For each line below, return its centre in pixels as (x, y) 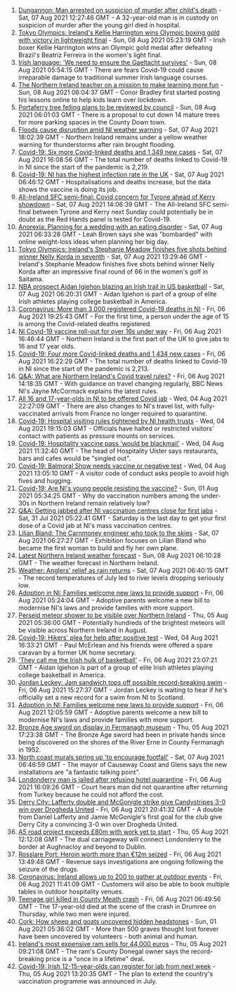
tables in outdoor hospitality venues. (71, 891)
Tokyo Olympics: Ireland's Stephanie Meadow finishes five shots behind (122, 249)
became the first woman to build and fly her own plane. (98, 548)
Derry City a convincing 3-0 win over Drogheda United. (98, 824)
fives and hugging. (45, 481)
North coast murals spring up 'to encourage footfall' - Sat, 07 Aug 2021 (121, 757)
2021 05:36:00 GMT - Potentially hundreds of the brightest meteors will (122, 623)
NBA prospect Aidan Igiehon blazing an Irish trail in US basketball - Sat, (121, 286)
